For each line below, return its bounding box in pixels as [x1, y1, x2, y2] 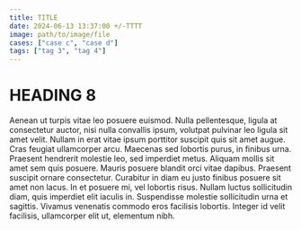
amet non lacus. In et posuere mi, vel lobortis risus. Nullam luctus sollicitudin [9, 181, 293, 193]
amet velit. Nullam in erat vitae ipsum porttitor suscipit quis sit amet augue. [9, 134, 286, 145]
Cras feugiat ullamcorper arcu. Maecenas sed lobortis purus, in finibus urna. [9, 144, 292, 155]
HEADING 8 [9, 85, 97, 106]
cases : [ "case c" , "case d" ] [9, 38, 119, 48]
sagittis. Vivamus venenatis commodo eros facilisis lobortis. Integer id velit [9, 201, 286, 212]
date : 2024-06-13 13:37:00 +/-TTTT [9, 22, 143, 31]
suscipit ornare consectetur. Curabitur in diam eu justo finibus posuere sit [9, 172, 281, 183]
